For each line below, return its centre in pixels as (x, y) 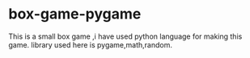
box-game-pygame (75, 14)
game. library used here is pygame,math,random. (90, 44)
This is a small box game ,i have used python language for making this (125, 36)
